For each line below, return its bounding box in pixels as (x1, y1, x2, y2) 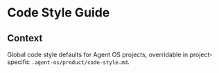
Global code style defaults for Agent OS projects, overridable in (7, 50, 189, 59)
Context (7, 32, 43, 44)
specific (7, 58, 30, 66)
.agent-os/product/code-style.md (31, 59, 128, 66)
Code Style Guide (7, 5, 110, 21)
